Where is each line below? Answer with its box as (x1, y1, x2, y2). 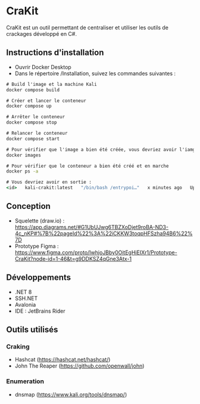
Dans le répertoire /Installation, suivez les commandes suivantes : (14, 70, 176, 77)
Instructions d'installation (6, 48, 104, 58)
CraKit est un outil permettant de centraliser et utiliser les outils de (6, 24, 168, 31)
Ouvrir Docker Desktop (14, 63, 71, 70)
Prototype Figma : (14, 242, 59, 249)
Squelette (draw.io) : (14, 217, 65, 224)
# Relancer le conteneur (6, 130, 68, 136)
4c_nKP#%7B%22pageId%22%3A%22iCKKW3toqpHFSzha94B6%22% (14, 230, 193, 237)
